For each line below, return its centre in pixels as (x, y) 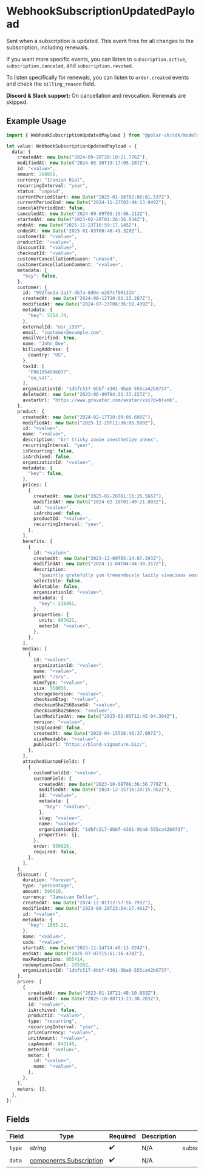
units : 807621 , (58, 621)
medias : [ (35, 649)
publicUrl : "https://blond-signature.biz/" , (90, 745)
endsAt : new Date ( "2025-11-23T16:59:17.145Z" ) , (78, 225)
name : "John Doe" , (46, 344)
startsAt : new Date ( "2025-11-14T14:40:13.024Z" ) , (86, 948)
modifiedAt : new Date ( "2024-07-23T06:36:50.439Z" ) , (89, 304)
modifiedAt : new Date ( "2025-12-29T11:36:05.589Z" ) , (89, 423)
